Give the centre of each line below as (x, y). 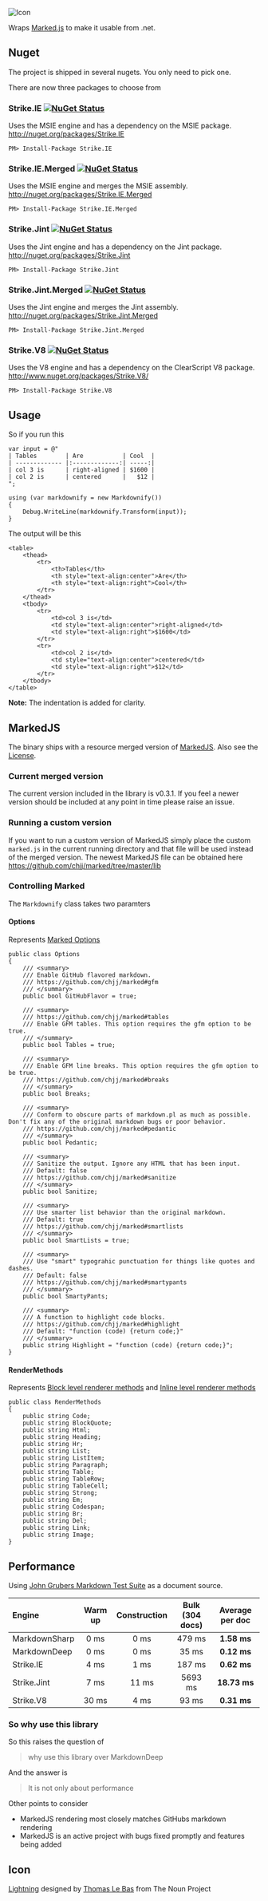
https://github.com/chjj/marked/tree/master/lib (85, 865)
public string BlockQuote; (67, 1423)
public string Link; (57, 1528)
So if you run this (36, 434)
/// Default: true (53, 1220)
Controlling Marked (47, 886)
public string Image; (58, 1535)
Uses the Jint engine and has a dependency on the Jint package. (115, 247)
